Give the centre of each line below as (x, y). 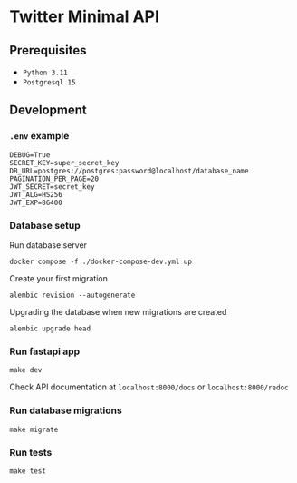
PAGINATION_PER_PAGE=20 (54, 179)
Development (48, 110)
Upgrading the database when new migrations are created (118, 311)
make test (28, 471)
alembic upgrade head (50, 329)
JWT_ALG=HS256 (36, 194)
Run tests (31, 452)
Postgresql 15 (49, 83)
